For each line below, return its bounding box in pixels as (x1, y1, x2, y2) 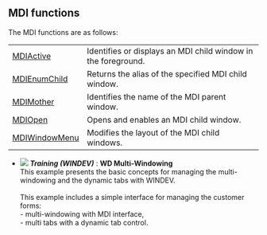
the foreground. (87, 55, 145, 66)
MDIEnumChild (12, 73, 68, 84)
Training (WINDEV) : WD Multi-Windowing (29, 159, 173, 168)
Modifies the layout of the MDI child (87, 127, 220, 138)
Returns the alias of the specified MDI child (87, 68, 248, 79)
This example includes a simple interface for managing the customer (19, 192, 245, 202)
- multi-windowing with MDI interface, (19, 209, 145, 218)
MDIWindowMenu (12, 131, 79, 143)
